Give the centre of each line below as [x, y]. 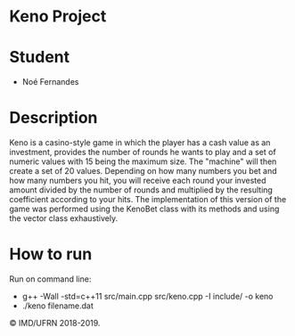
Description [53, 118]
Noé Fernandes [50, 82]
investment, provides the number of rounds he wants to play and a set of [143, 152]
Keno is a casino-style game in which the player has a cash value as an [140, 143]
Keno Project [58, 16]
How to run [51, 254]
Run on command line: [50, 279]
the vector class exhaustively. [64, 218]
